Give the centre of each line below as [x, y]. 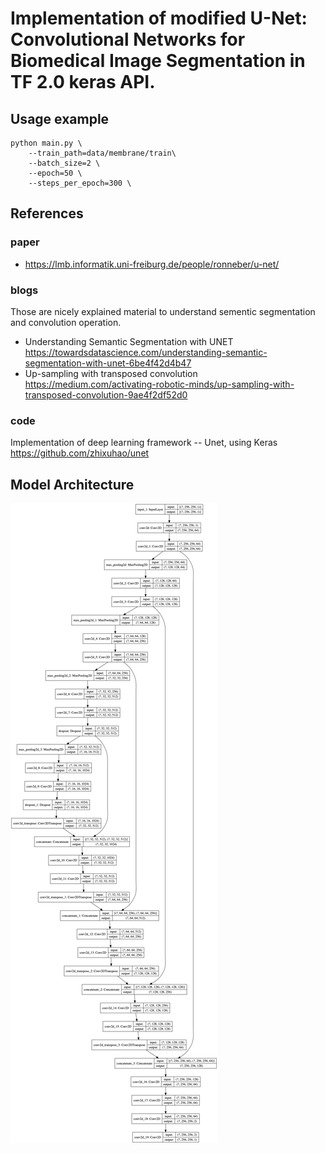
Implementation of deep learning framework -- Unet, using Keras [144, 443]
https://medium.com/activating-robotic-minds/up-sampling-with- [159, 384]
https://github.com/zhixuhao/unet [80, 453]
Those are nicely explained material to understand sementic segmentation [163, 311]
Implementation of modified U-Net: [159, 18]
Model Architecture [72, 484]
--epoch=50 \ [55, 173]
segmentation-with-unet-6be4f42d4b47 [108, 363]
